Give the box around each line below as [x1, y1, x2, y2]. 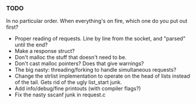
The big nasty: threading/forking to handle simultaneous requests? [14, 66, 177, 73]
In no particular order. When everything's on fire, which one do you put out [6, 18, 188, 25]
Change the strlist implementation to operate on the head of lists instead [14, 72, 190, 80]
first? [6, 24, 19, 31]
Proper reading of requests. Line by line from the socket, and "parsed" [14, 35, 186, 42]
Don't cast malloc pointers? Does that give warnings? [14, 60, 144, 67]
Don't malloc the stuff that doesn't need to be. [14, 54, 127, 61]
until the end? [14, 41, 48, 48]
